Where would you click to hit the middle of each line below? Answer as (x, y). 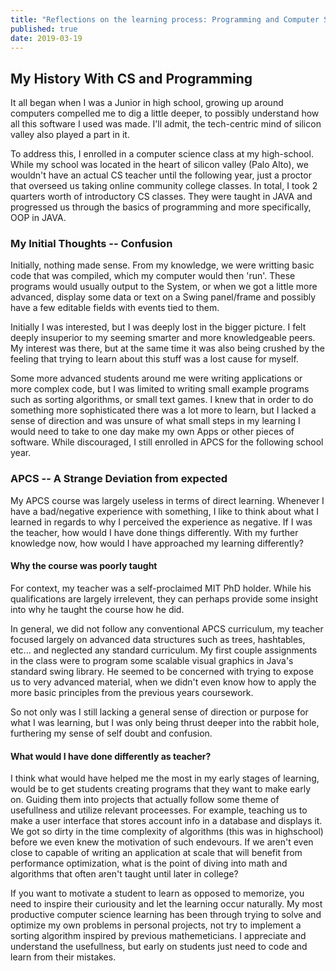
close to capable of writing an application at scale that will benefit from (156, 853)
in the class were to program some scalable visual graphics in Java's (152, 660)
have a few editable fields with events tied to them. (115, 308)
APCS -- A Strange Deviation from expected (119, 479)
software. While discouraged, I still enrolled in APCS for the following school (167, 442)
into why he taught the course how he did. (97, 609)
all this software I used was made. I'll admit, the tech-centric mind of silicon (166, 124)
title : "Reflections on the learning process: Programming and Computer (165, 19)
